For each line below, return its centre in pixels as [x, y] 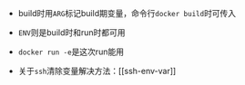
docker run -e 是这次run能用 [71, 52]
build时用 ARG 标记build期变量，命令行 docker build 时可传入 [127, 13]
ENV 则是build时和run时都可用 [71, 33]
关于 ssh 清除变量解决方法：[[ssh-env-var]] [97, 71]
